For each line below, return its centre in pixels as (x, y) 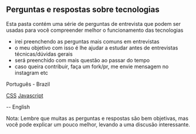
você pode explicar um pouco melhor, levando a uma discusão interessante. (98, 124)
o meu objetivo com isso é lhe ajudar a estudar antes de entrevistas (96, 48)
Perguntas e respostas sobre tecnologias (83, 10)
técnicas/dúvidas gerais (44, 54)
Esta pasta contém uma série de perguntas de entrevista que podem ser (93, 24)
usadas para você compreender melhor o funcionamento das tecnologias (95, 30)
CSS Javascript (25, 95)
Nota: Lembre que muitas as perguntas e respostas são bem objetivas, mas (97, 118)
